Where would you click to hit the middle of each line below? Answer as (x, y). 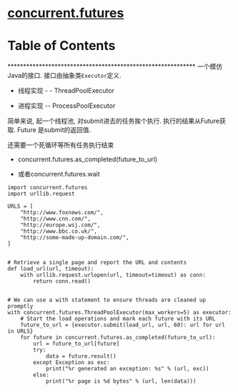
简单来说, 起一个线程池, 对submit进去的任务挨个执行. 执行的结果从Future (114, 121)
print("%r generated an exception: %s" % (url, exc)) (127, 369)
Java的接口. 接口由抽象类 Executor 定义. (64, 76)
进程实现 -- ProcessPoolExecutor (66, 106)
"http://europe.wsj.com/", (60, 225)
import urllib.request (41, 194)
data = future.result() (81, 356)
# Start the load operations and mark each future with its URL (118, 319)
